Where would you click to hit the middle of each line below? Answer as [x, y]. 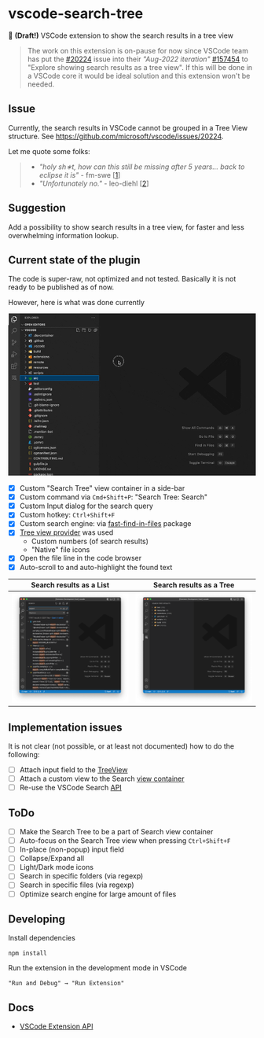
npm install [27, 953]
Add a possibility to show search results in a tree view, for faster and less [126, 227]
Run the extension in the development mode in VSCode [97, 968]
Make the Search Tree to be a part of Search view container [116, 832]
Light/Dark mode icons [57, 867]
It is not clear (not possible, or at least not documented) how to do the [121, 746]
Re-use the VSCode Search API [70, 788]
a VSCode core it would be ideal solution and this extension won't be [139, 75]
